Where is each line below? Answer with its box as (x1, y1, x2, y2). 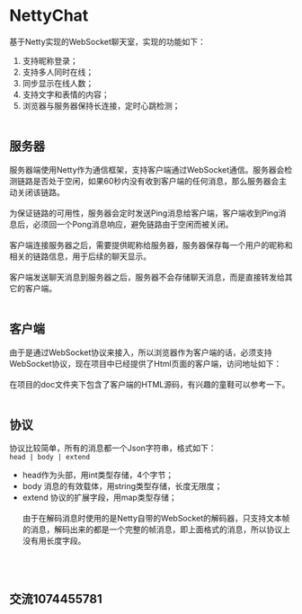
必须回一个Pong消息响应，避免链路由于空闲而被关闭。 (32, 218, 234, 229)
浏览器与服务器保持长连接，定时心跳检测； (22, 100, 181, 111)
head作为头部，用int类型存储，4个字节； (22, 469, 174, 481)
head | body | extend (9, 453, 91, 462)
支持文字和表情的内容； (22, 89, 110, 100)
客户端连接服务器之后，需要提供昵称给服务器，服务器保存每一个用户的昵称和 (9, 239, 293, 250)
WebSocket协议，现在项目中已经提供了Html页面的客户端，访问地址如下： (9, 358, 282, 369)
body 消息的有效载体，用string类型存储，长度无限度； (22, 481, 223, 492)
